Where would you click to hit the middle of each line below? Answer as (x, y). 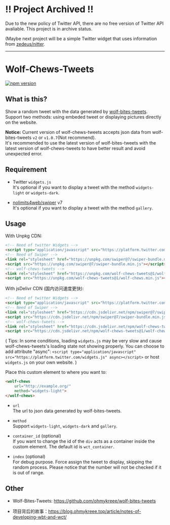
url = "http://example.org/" (43, 387)
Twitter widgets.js (32, 182)
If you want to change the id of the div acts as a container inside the (84, 441)
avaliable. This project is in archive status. (49, 28)
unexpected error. (24, 154)
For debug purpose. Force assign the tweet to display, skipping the (82, 462)
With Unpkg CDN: (24, 236)
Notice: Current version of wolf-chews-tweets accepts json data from (78, 132)
